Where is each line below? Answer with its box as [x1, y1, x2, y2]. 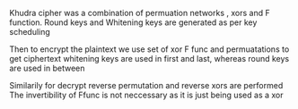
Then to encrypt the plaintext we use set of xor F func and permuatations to [9, 44, 290, 54]
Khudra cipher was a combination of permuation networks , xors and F [9, 8, 271, 18]
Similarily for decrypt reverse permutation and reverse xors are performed [9, 80, 284, 90]
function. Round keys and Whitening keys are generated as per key [9, 17, 258, 28]
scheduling [9, 27, 51, 37]
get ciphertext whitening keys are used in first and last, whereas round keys [9, 54, 290, 63]
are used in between [9, 63, 85, 73]
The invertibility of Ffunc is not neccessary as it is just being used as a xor [9, 89, 284, 100]
